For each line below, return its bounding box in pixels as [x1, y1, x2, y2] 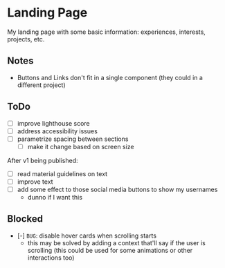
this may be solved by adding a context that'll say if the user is [27, 238, 206, 247]
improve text [17, 178, 53, 186]
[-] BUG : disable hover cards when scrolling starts [17, 231, 157, 240]
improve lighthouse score [17, 119, 90, 127]
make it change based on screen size [27, 142, 134, 151]
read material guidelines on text [17, 169, 108, 178]
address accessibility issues [17, 126, 98, 135]
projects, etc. [7, 35, 45, 43]
